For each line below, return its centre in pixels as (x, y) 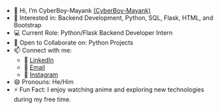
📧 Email (35, 67)
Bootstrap (27, 25)
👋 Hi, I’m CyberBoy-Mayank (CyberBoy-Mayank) (82, 11)
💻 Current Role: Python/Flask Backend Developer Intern (93, 33)
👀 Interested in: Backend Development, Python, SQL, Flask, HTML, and (113, 18)
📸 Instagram (41, 74)
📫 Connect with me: (42, 50)
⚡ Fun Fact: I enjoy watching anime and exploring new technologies (109, 90)
